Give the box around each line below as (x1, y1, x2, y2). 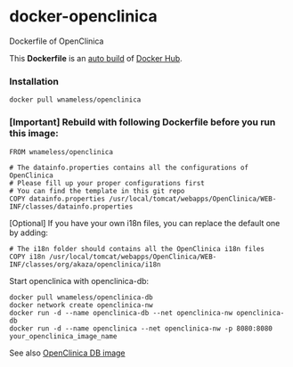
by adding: (9, 227, 49, 238)
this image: (9, 127, 60, 140)
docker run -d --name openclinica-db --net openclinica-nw (9, 308, 233, 317)
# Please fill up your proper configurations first (9, 178, 205, 188)
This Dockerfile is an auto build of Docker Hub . (9, 53, 183, 63)
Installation (9, 75, 60, 87)
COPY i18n (9, 252, 46, 261)
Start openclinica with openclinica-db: (9, 275, 150, 286)
